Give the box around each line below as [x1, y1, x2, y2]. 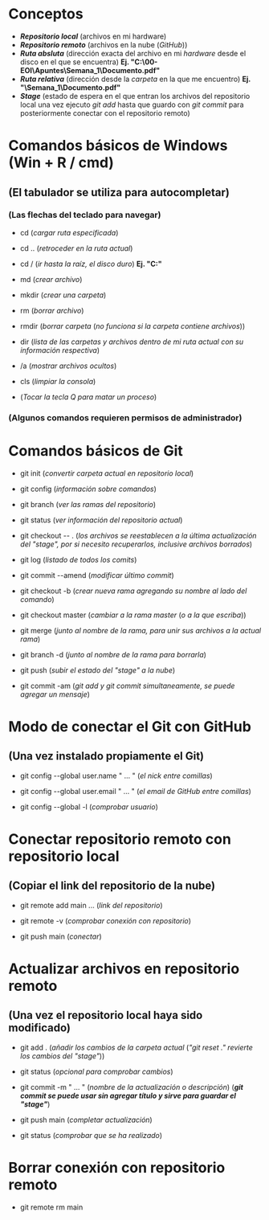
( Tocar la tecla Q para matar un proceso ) [19, 391, 157, 402]
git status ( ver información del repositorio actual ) [19, 515, 183, 525]
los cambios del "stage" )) [19, 1050, 105, 1061]
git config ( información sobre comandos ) [19, 484, 157, 493]
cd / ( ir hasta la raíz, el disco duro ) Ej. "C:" [19, 259, 162, 268]
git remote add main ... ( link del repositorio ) [19, 900, 163, 910]
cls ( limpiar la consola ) [19, 376, 96, 386]
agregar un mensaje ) [19, 689, 91, 699]
